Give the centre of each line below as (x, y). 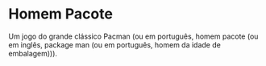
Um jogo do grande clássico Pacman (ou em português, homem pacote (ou (133, 36)
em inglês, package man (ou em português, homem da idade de (115, 44)
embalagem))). (33, 53)
